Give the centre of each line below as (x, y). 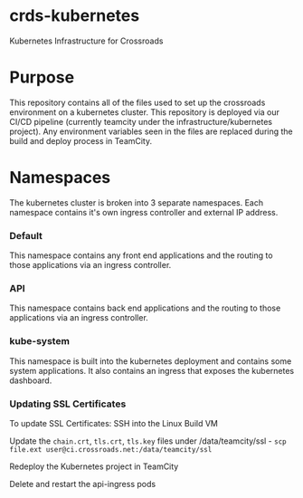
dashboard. (31, 380)
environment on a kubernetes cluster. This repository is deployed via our (145, 112)
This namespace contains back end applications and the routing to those (145, 308)
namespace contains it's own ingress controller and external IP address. (144, 212)
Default (26, 235)
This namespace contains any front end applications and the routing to (141, 255)
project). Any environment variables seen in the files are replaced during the (151, 131)
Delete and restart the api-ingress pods (83, 484)
